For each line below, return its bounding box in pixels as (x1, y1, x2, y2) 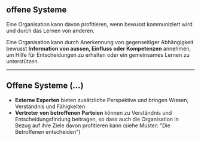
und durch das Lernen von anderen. (6, 27, 95, 34)
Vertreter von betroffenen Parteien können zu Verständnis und (14, 109, 172, 116)
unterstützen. (6, 57, 39, 65)
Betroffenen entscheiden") (14, 128, 81, 135)
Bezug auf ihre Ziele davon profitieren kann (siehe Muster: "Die (14, 122, 170, 129)
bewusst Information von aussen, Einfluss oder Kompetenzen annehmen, (6, 45, 191, 52)
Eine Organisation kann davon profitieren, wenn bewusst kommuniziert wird (6, 20, 193, 27)
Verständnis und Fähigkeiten (14, 103, 86, 110)
